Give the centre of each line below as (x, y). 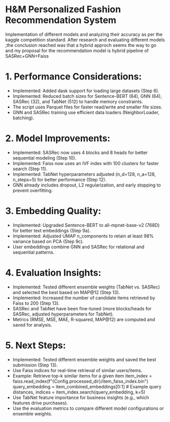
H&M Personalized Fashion (63, 9)
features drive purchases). (40, 403)
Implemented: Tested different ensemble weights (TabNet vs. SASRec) (86, 287)
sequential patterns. (33, 252)
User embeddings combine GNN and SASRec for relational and (78, 247)
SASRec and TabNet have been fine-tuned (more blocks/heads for (82, 308)
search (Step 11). (30, 169)
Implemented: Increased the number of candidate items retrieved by (84, 298)
